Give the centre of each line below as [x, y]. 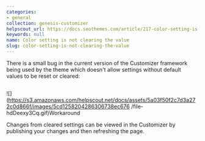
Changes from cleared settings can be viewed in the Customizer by [91, 125]
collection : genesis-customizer [47, 23]
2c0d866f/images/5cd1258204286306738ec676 [68, 106]
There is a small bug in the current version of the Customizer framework [97, 63]
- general [19, 18]
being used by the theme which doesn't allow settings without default [94, 69]
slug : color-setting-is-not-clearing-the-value [68, 46]
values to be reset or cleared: [43, 76]
